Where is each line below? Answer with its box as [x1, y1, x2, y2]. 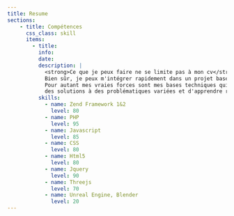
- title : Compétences [19, 23, 82, 30]
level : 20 [51, 198, 79, 206]
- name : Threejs [44, 178, 92, 185]
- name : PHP [44, 114, 79, 121]
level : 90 [51, 172, 79, 179]
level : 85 [51, 133, 79, 140]
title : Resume [7, 10, 49, 17]
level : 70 [51, 185, 79, 192]
